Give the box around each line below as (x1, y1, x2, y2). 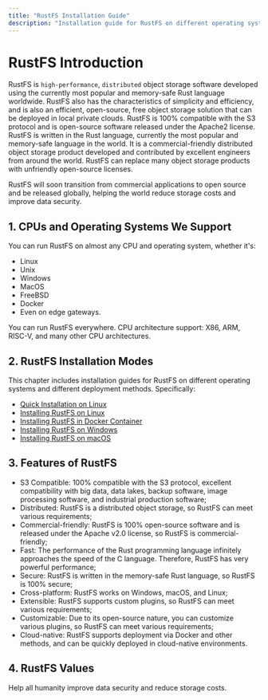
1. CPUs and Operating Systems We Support (8, 220, 232, 234)
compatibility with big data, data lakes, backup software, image (19, 486, 228, 495)
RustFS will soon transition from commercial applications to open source (8, 180, 246, 190)
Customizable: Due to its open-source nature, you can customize (19, 613, 234, 623)
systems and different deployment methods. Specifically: (8, 384, 195, 394)
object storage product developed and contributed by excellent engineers (8, 147, 251, 157)
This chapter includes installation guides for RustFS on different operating (8, 376, 251, 385)
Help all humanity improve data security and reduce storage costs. (8, 682, 227, 692)
